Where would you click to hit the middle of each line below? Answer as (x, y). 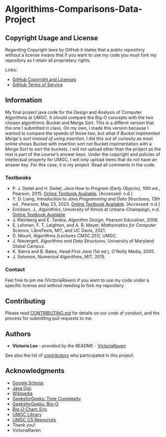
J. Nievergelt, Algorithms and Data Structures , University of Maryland (83, 241)
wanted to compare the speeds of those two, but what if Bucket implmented (83, 133)
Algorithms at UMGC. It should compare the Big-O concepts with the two (79, 117)
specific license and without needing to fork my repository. (65, 286)
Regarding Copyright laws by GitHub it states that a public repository (75, 50)
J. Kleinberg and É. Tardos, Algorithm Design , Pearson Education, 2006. (85, 220)
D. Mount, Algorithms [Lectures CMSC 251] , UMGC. (65, 236)
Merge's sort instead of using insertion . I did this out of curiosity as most (79, 138)
